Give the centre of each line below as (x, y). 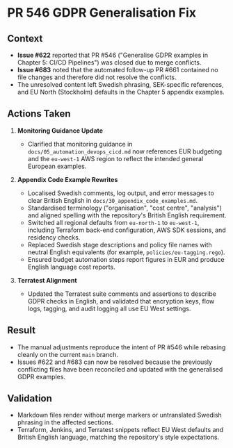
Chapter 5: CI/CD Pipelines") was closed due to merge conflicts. (109, 63)
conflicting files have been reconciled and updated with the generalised (120, 369)
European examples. (57, 166)
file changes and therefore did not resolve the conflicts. (97, 77)
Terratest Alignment (47, 280)
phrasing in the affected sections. (65, 422)
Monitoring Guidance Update (60, 131)
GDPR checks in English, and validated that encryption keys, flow (121, 301)
